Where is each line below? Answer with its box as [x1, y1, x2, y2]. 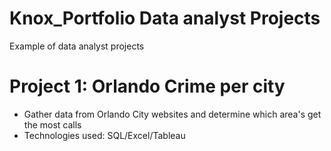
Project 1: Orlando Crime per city [9, 75, 286, 98]
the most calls [23, 118, 82, 131]
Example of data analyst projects [9, 40, 145, 52]
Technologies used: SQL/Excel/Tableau [23, 129, 186, 141]
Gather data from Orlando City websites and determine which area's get [23, 108, 322, 120]
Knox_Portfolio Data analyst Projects [9, 7, 321, 30]
